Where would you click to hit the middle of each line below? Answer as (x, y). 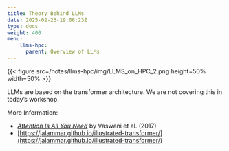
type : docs (23, 26)
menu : (15, 39)
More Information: (33, 112)
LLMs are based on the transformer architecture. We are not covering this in (115, 92)
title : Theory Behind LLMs (46, 13)
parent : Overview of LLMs (62, 52)
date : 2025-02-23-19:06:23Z (47, 20)
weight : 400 (24, 33)
